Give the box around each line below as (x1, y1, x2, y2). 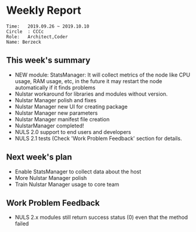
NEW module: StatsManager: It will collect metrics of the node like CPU (14, 71, 191, 78)
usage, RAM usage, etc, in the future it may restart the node (14, 77, 163, 84)
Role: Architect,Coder (6, 33, 68, 39)
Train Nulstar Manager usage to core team (14, 181, 120, 188)
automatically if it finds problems (14, 84, 96, 91)
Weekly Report (6, 4, 82, 17)
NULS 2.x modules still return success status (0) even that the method (14, 213, 188, 221)
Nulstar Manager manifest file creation (14, 115, 110, 123)
